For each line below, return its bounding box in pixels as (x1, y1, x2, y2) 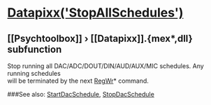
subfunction (7, 43, 62, 55)
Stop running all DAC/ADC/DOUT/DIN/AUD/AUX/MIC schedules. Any (7, 62, 204, 70)
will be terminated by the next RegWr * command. (7, 76, 149, 85)
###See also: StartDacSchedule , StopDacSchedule (7, 90, 155, 98)
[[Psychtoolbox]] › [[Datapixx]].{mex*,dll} (7, 33, 194, 45)
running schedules (7, 70, 61, 77)
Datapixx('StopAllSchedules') (7, 5, 184, 21)
